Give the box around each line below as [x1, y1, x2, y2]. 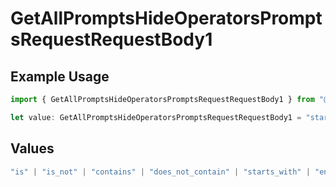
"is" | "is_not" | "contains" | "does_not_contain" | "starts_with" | [10, 167, 311, 177]
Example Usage [10, 68, 110, 85]
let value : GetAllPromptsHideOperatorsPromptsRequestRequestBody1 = [10, 112, 302, 122]
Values [10, 140, 55, 157]
